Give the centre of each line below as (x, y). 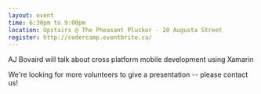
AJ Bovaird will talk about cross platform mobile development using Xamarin (131, 60)
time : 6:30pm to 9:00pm (47, 23)
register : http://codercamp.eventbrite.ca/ (80, 37)
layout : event (31, 15)
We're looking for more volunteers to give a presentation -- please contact (128, 74)
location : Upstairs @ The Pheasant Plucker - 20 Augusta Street (115, 30)
